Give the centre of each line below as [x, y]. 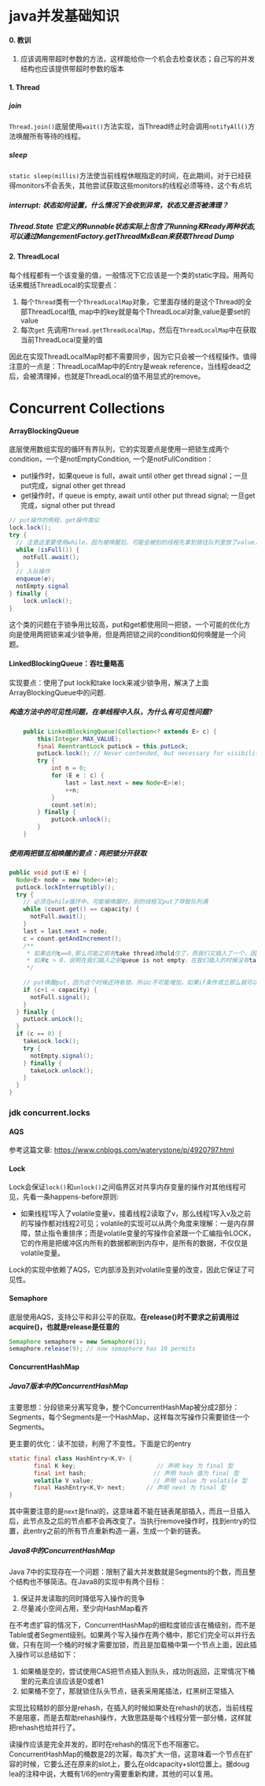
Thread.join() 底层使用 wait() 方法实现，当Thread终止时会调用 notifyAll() [129, 126]
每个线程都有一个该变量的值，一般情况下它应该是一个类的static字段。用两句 [131, 275]
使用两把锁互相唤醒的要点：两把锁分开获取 [78, 853]
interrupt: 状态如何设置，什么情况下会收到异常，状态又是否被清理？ [119, 205]
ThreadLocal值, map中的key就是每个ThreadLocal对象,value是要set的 [139, 311]
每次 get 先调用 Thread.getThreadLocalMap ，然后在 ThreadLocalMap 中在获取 [138, 330]
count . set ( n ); [74, 805]
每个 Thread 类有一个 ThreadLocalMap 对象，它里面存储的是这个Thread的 [133, 301]
